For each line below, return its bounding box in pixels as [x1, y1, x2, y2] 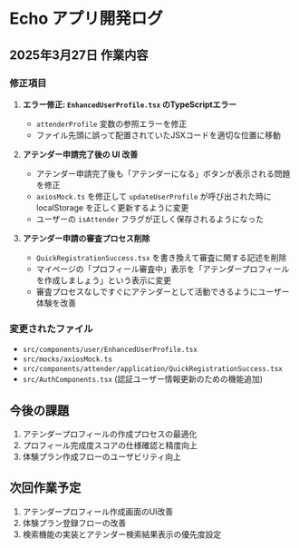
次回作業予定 [9, 480, 82, 495]
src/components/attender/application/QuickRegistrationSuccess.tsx [22, 365, 283, 374]
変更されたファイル [9, 322, 93, 335]
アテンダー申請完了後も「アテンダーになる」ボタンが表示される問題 [35, 168, 291, 179]
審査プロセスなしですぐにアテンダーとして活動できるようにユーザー [35, 286, 290, 297]
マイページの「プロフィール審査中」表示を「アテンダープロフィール [35, 263, 290, 274]
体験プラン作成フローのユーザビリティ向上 [22, 451, 181, 462]
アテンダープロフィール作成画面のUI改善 [22, 505, 174, 517]
